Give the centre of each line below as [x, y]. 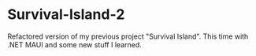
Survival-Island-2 [66, 15]
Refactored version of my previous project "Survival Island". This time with [128, 36]
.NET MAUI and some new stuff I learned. [75, 44]
